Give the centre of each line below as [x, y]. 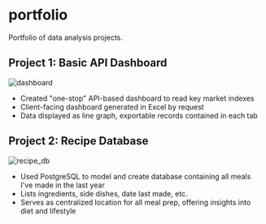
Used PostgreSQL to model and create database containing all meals [135, 176]
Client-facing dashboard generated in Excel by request [112, 106]
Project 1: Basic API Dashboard [88, 63]
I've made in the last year [62, 185]
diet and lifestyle [48, 211]
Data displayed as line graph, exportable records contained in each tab [139, 115]
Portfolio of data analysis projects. [66, 37]
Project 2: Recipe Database [78, 141]
